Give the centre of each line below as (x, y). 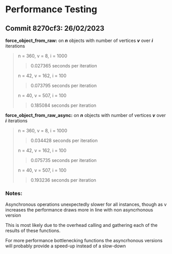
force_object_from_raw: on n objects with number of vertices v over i (79, 40)
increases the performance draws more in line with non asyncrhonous (79, 210)
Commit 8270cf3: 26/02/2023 (55, 28)
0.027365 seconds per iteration (64, 66)
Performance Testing (51, 9)
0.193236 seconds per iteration (63, 180)
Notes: (14, 193)
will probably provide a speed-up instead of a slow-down (66, 246)
